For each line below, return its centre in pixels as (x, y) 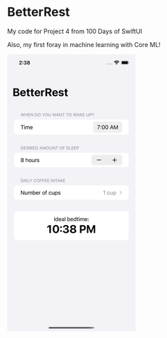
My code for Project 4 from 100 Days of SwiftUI (75, 31)
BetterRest (39, 12)
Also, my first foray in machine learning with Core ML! (84, 44)
